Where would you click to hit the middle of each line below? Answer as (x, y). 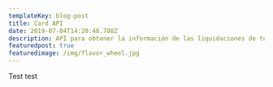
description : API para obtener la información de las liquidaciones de (132, 38)
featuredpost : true (41, 46)
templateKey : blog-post (49, 16)
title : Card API (36, 23)
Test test (23, 76)
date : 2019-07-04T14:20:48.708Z (63, 31)
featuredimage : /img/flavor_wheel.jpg (74, 53)
